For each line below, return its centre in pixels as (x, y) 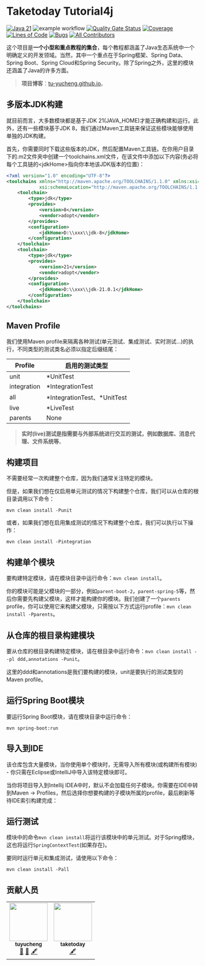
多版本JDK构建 (34, 104)
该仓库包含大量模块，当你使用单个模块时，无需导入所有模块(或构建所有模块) (102, 764)
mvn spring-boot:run (33, 728)
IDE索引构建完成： (34, 800)
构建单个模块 (31, 562)
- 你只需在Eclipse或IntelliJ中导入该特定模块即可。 (68, 772)
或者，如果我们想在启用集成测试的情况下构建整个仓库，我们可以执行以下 (97, 523)
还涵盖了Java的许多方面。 (39, 70)
